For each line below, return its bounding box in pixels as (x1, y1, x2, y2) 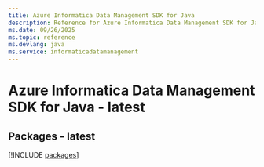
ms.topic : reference (8, 33, 76, 42)
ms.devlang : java (8, 41, 65, 49)
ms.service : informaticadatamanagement (8, 48, 139, 56)
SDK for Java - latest (8, 99, 145, 116)
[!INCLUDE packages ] (8, 151, 79, 159)
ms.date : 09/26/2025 (8, 26, 76, 34)
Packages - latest (8, 129, 96, 143)
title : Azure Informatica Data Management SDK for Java (8, 11, 195, 20)
